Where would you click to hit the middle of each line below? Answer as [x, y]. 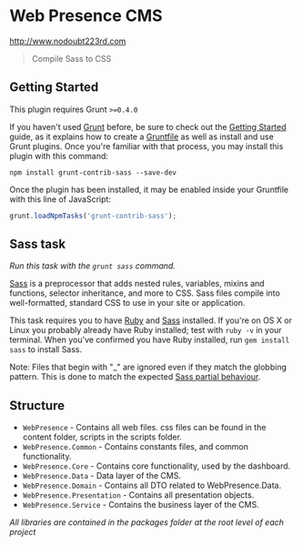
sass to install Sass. [46, 349]
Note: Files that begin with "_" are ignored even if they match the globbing [148, 367]
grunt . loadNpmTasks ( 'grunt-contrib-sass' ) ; [93, 216]
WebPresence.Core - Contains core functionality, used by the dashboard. [156, 466]
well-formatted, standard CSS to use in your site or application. [127, 303]
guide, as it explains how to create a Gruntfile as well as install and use [142, 136]
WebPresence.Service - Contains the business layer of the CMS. [141, 505]
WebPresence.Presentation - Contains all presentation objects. [138, 495]
